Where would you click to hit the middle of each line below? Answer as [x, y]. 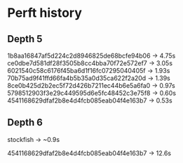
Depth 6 [25, 123]
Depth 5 [25, 39]
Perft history [45, 13]
